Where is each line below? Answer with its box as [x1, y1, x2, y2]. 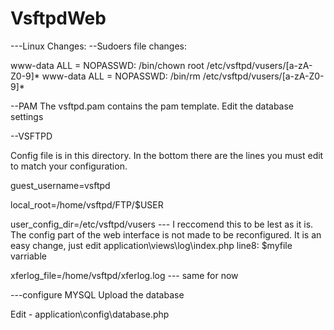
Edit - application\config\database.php [10, 308, 170, 320]
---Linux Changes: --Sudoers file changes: [10, 40, 188, 52]
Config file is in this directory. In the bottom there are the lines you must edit [10, 149, 324, 161]
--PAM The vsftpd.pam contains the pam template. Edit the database [10, 100, 295, 112]
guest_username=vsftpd [10, 179, 111, 191]
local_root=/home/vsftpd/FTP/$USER [10, 198, 164, 211]
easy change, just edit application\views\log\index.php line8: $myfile [10, 239, 293, 251]
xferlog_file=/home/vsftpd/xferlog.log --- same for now [10, 269, 239, 281]
